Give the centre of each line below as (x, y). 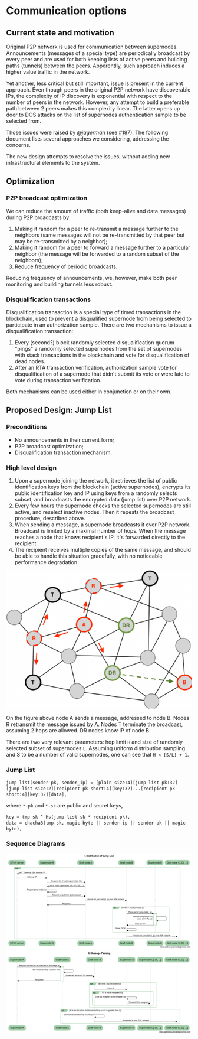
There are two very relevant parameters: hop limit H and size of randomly (95, 742)
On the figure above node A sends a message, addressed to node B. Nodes (98, 718)
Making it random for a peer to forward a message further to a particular (102, 247)
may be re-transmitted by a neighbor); (61, 241)
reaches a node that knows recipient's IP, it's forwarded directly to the (100, 537)
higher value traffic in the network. (48, 72)
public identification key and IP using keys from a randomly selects (96, 493)
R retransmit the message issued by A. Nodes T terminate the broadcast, (95, 724)
